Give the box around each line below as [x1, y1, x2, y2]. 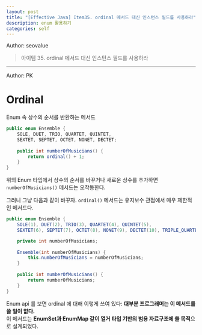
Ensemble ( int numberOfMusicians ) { [17, 249, 106, 255]
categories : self [6, 25, 50, 32]
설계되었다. [12, 322, 39, 330]
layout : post [6, 8, 39, 15]
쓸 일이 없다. [6, 307, 35, 315]
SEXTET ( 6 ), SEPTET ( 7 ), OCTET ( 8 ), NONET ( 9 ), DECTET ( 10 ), [17, 227, 161, 233]
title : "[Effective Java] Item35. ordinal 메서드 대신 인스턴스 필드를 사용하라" [6, 14, 197, 20]
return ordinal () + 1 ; [28, 154, 85, 160]
